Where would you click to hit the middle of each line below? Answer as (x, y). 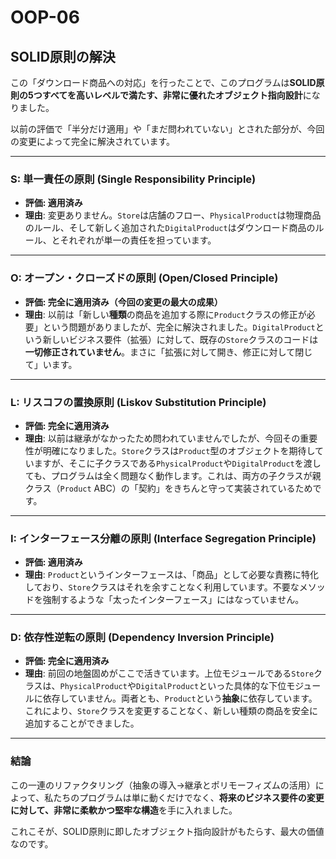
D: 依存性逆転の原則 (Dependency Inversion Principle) (142, 638)
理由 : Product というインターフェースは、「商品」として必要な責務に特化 (171, 575)
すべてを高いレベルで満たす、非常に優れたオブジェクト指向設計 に (176, 95)
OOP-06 (45, 17)
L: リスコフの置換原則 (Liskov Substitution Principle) (138, 402)
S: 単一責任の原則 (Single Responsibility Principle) (133, 179)
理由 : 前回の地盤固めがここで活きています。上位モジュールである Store (169, 673)
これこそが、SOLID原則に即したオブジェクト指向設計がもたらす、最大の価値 (167, 831)
